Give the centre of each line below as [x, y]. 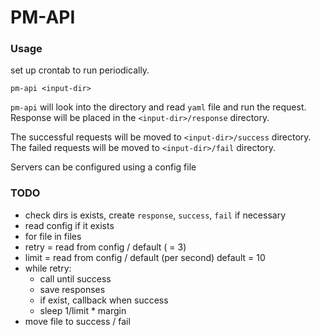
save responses [72, 289]
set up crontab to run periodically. [80, 70]
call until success [75, 278]
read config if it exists [69, 225]
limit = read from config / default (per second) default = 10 [145, 257]
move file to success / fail [77, 321]
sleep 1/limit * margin [83, 310]
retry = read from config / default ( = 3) [105, 247]
